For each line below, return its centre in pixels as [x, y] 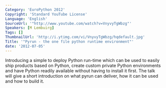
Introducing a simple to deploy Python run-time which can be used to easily [83, 60]
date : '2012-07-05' [25, 46]
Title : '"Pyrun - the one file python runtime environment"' [70, 42]
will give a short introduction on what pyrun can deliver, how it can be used [82, 76]
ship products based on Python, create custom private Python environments [83, 65]
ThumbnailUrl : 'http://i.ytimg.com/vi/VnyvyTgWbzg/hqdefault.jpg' [75, 37]
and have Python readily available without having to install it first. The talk [80, 71]
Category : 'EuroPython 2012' [35, 10]
